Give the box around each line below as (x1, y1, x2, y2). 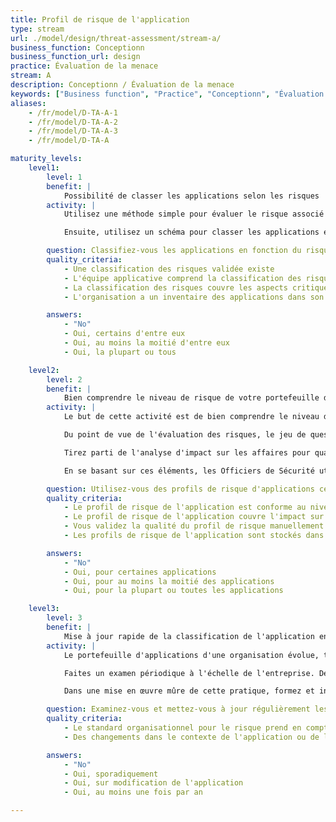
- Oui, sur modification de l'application (63, 778, 244, 788)
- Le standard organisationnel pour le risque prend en (63, 723, 302, 733)
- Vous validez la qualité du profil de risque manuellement (63, 521, 325, 531)
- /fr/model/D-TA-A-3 (28, 126, 118, 136)
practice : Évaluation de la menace (10, 61, 159, 71)
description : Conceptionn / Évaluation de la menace (10, 80, 235, 90)
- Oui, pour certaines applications (63, 567, 217, 577)
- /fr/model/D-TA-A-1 (28, 107, 118, 118)
